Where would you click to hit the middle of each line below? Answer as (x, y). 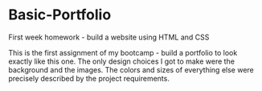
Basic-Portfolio (60, 15)
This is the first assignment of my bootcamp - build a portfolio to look (123, 52)
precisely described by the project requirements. (89, 78)
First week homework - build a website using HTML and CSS (109, 37)
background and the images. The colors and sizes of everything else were (131, 69)
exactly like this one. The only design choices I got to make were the (122, 61)
